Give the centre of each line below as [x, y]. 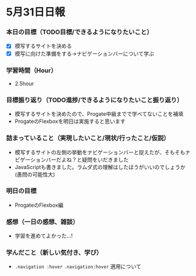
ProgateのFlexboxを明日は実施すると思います [70, 121]
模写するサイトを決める [43, 46]
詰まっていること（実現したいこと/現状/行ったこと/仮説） [88, 138]
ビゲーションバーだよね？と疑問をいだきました [71, 160]
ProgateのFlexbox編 [39, 205]
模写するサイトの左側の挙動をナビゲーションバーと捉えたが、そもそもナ [102, 152]
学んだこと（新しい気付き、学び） [54, 253]
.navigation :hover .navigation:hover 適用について [78, 267]
